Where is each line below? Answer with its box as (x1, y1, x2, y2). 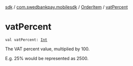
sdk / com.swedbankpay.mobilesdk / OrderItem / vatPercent (5, 4, 128, 10)
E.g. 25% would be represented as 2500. (5, 55, 89, 61)
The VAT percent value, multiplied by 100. (5, 46, 90, 52)
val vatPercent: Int (5, 37, 48, 42)
